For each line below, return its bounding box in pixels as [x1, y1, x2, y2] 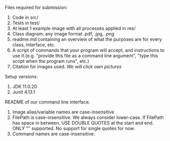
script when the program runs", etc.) [12, 58, 89, 64]
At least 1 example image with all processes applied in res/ [12, 25, 136, 31]
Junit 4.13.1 [12, 89, 35, 95]
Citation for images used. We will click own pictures [12, 64, 122, 69]
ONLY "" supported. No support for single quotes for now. [12, 126, 135, 131]
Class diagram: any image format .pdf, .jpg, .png [12, 31, 115, 37]
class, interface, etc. [12, 42, 56, 48]
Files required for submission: [5, 5, 68, 10]
